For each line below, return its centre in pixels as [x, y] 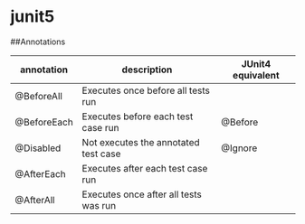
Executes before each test [138, 117]
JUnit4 [256, 63]
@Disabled [38, 148]
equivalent [256, 75]
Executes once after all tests [142, 194]
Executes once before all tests [146, 90]
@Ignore [239, 148]
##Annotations [38, 42]
